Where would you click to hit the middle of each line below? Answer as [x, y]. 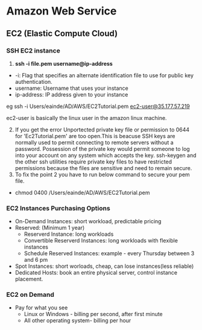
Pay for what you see [41, 308]
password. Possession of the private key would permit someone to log [102, 148]
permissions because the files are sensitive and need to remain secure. [103, 168]
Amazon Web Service [62, 11]
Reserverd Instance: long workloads [69, 234]
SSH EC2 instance [33, 51]
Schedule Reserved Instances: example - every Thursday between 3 [109, 253]
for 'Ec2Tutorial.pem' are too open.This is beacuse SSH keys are [95, 136]
